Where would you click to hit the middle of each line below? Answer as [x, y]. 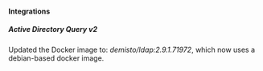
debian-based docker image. [56, 58]
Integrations [29, 11]
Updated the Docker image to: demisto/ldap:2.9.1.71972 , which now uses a [132, 49]
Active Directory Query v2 [53, 30]
